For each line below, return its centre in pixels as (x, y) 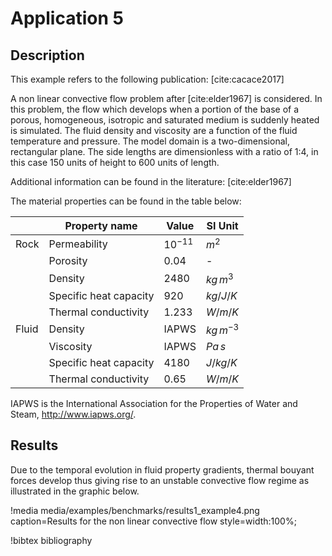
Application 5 (67, 18)
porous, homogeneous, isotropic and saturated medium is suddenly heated (165, 120)
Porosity (68, 261)
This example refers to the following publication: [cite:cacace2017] (147, 79)
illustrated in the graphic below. (75, 491)
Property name (101, 225)
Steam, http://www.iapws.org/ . (73, 414)
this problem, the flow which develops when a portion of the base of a (155, 109)
